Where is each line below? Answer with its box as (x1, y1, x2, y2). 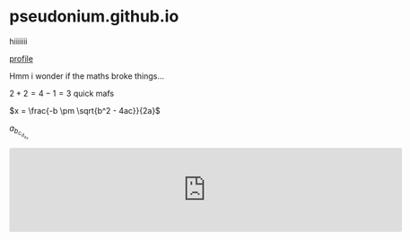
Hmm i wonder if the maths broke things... (9, 70, 164, 81)
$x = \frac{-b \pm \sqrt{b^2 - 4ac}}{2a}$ (9, 105, 161, 116)
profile (9, 53, 34, 64)
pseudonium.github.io (9, 6, 179, 27)
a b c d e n (9, 123, 29, 141)
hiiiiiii (9, 36, 29, 47)
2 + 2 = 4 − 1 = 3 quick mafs (9, 88, 115, 99)
